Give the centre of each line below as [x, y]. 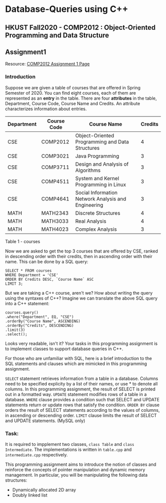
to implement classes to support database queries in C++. [64, 349]
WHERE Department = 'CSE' [32, 275]
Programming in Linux [101, 185]
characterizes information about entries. [46, 109]
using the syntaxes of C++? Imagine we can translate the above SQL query [82, 298]
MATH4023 [55, 229]
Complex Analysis [96, 229]
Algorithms [88, 170]
